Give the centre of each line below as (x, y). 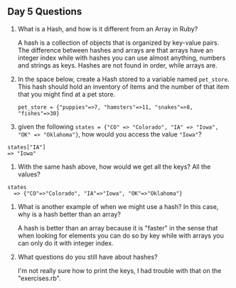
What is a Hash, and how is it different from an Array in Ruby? (108, 28)
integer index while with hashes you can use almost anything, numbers (122, 58)
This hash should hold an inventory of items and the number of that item (123, 86)
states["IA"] (27, 147)
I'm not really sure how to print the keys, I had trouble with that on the (119, 270)
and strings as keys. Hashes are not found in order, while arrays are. (118, 65)
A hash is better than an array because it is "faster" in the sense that (118, 228)
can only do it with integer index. (65, 243)
